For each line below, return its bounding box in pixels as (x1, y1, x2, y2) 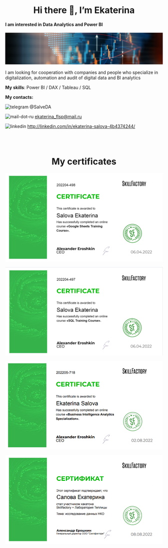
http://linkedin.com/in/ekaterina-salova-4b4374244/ (27, 123, 135, 129)
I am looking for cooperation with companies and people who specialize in (5, 69, 158, 75)
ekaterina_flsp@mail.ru (34, 113, 82, 119)
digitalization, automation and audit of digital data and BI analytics (5, 75, 141, 81)
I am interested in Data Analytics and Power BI (5, 21, 103, 27)
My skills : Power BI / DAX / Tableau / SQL (5, 84, 91, 90)
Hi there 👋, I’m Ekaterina (33, 5, 135, 16)
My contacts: (5, 94, 33, 100)
